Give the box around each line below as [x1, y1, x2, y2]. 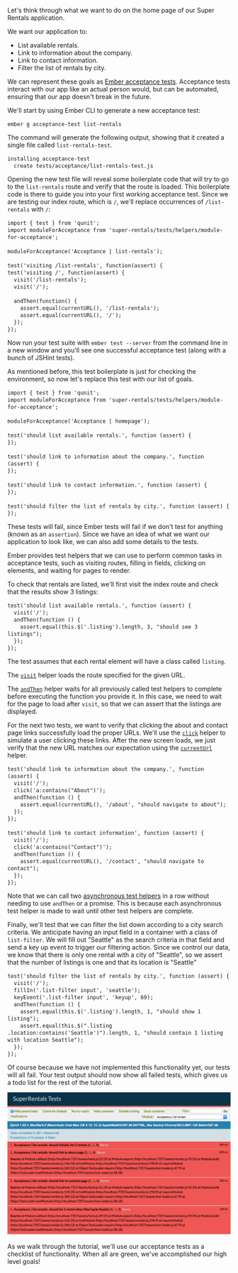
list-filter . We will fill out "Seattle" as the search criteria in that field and [7, 935, 225, 944]
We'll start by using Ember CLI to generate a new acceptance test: [7, 106, 200, 114]
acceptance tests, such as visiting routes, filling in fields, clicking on [7, 559, 206, 567]
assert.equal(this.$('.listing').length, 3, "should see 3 [20, 623, 198, 630]
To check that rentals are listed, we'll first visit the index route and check [7, 580, 219, 588]
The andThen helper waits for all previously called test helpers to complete [7, 684, 222, 693]
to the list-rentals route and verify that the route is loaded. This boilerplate [7, 182, 230, 191]
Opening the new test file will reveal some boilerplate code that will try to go [7, 175, 229, 183]
